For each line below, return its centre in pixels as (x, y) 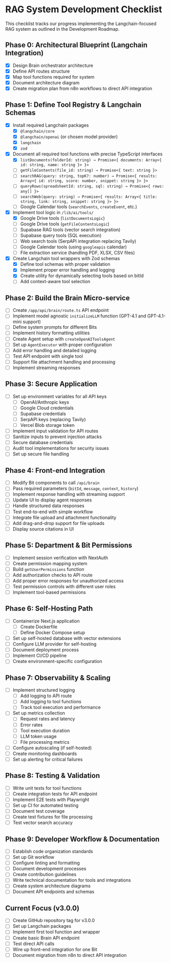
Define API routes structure (41, 71)
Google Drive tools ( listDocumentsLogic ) (63, 218)
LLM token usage (38, 736)
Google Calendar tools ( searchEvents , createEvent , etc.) (79, 207)
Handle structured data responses (49, 506)
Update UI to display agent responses (52, 500)
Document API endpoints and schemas (53, 892)
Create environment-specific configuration (58, 661)
